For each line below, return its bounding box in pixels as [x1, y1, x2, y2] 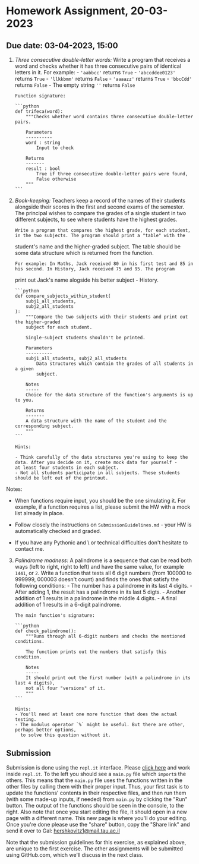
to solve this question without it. [20, 732, 111, 738]
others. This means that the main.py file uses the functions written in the [6, 777, 183, 784]
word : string [26, 140, 61, 146]
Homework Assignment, [6, 4, 129, 18]
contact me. [14, 545, 45, 552]
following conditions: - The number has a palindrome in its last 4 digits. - [14, 582, 193, 589]
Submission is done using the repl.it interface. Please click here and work [6, 764, 191, 771]
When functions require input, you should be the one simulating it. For [14, 497, 186, 504]
